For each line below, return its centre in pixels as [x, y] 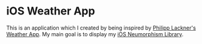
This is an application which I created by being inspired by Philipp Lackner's [101, 28]
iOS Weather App [51, 11]
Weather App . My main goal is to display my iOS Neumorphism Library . [95, 34]
